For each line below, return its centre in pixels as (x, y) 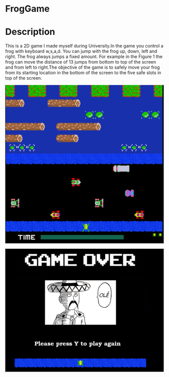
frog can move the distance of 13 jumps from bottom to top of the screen (81, 62)
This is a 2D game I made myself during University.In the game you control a (84, 46)
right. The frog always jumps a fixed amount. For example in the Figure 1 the (84, 57)
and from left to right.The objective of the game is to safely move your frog (82, 67)
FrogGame (27, 9)
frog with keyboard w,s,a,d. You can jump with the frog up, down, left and (81, 51)
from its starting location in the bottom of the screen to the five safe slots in (83, 73)
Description (30, 32)
